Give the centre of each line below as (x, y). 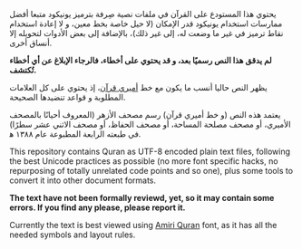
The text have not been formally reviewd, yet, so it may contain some (142, 198)
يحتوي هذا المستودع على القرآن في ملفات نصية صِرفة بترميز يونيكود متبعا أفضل (143, 14)
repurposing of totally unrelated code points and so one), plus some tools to (151, 171)
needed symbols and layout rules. (73, 235)
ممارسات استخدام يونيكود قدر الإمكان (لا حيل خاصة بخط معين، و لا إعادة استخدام (146, 24)
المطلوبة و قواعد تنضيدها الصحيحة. (68, 97)
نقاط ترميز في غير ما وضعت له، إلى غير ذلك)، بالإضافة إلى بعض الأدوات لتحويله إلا (146, 33)
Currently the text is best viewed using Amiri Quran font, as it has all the (143, 225)
